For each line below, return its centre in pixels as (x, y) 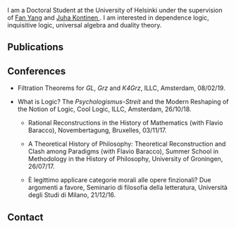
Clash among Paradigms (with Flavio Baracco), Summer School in (123, 151)
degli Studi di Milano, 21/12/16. (72, 195)
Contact (25, 217)
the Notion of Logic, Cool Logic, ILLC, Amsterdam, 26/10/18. (104, 109)
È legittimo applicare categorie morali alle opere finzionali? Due (119, 180)
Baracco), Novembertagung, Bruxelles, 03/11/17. (97, 130)
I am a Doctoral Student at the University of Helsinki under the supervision (115, 10)
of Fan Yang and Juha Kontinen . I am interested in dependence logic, (108, 18)
